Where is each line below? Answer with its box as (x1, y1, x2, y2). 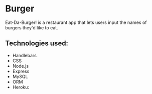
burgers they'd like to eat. (5, 24, 59, 30)
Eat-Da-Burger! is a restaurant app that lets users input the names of (5, 19, 147, 25)
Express (12, 68, 30, 74)
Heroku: (12, 84, 29, 90)
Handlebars (12, 52, 37, 58)
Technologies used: (5, 39, 69, 48)
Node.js (12, 63, 29, 69)
